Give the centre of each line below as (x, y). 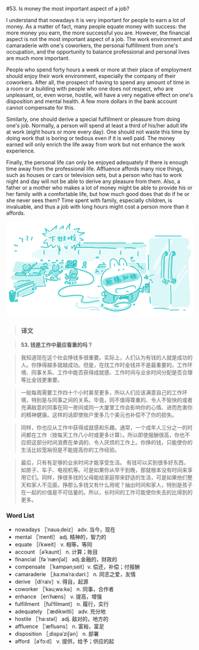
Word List (20, 516)
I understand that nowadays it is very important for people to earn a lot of (96, 20)
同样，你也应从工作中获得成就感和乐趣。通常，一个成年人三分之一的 (104, 428)
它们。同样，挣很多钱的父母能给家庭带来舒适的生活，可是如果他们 (107, 478)
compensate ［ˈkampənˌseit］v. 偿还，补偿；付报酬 (77, 567)
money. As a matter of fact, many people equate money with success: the (96, 27)
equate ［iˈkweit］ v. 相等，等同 (53, 544)
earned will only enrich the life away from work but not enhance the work (96, 144)
